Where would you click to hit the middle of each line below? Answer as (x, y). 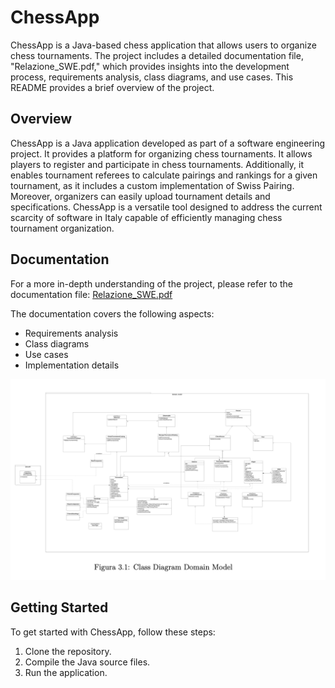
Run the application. (66, 672)
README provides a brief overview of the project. (112, 87)
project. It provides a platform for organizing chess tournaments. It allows (161, 153)
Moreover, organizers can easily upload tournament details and (140, 196)
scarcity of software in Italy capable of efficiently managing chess (146, 217)
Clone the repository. (68, 651)
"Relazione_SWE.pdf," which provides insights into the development (150, 66)
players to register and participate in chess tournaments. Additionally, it (157, 164)
